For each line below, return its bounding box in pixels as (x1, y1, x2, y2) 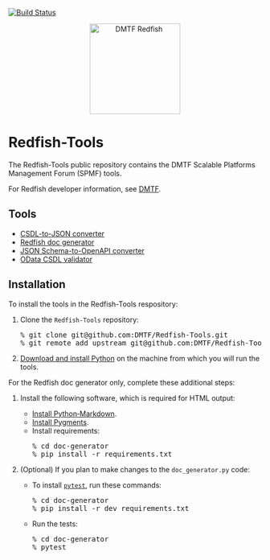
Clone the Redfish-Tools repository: (19, 315, 139, 324)
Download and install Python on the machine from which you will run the (19, 353, 260, 363)
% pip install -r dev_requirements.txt (31, 504, 190, 513)
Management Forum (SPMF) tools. (8, 168, 122, 178)
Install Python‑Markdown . (31, 409, 117, 418)
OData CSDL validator (19, 254, 93, 264)
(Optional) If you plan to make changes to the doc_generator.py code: (19, 464, 251, 474)
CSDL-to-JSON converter (19, 229, 105, 238)
